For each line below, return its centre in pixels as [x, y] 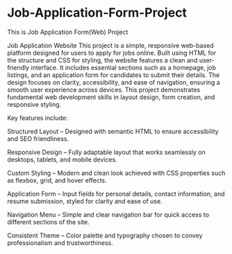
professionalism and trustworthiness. [60, 243]
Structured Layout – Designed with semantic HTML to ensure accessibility [113, 131]
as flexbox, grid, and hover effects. [57, 180]
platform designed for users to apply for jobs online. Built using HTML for [112, 53]
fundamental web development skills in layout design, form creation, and [111, 97]
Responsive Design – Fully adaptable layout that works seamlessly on [107, 152]
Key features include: [38, 118]
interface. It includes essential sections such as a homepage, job [124, 67]
